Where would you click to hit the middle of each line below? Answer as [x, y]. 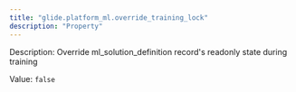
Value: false [33, 78]
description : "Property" [56, 26]
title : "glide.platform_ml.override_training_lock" [109, 18]
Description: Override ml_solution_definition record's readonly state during [148, 51]
